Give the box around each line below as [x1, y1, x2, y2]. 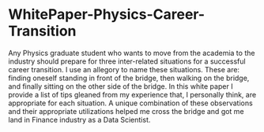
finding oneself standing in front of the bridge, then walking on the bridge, [8, 73, 250, 82]
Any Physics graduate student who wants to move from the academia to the [8, 48, 255, 57]
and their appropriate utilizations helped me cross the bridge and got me [8, 106, 244, 115]
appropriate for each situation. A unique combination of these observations [8, 98, 253, 108]
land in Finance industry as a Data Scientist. [8, 115, 151, 124]
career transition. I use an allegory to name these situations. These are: [8, 64, 239, 74]
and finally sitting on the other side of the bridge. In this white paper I [8, 81, 233, 91]
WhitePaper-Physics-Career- [8, 5, 206, 24]
